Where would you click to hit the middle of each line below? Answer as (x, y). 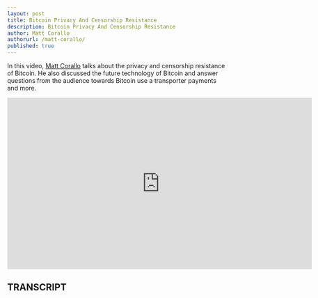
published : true (31, 46)
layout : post (26, 14)
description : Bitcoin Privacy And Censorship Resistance (92, 26)
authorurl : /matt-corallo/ (46, 40)
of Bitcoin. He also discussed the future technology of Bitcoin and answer (113, 73)
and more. (22, 88)
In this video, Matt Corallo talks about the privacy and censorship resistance (116, 66)
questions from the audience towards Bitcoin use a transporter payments (112, 80)
